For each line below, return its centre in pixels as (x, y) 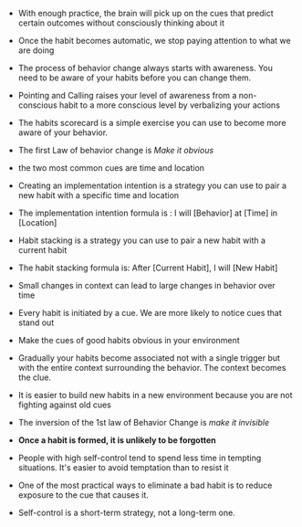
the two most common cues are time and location (111, 168)
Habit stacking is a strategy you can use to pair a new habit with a (142, 240)
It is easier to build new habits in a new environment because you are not (156, 395)
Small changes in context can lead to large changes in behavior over (146, 285)
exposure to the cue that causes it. (83, 495)
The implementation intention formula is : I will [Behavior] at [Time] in (148, 213)
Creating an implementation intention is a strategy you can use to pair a (152, 185)
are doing (36, 50)
